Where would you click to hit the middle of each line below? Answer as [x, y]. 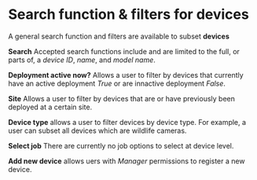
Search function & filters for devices [128, 15]
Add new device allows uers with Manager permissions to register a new [127, 161]
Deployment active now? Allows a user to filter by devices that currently [126, 75]
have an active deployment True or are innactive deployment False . [117, 83]
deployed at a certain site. [50, 107]
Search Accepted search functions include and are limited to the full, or [124, 51]
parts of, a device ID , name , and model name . [82, 60]
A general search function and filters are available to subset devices [119, 36]
